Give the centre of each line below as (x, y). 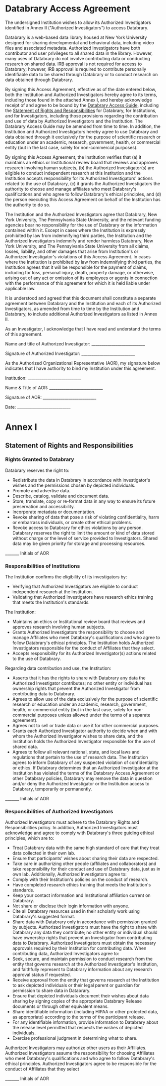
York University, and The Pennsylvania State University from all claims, (77, 246)
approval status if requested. (42, 975)
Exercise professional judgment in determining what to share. (75, 1038)
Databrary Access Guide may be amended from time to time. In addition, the (83, 126)
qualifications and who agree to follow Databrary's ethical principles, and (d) (83, 194)
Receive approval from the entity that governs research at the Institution (86, 980)
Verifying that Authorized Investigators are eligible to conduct (75, 587)
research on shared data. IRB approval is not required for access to (74, 64)
